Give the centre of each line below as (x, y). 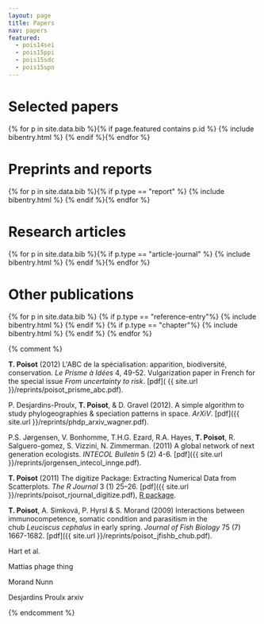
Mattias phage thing (41, 566)
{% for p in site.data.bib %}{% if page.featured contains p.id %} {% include (131, 129)
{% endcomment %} (42, 612)
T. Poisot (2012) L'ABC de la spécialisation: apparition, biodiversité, (118, 364)
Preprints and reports (80, 169)
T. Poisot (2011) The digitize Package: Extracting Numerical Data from (122, 478)
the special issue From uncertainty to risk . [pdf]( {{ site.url (103, 381)
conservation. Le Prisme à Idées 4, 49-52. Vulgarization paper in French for (132, 372)
